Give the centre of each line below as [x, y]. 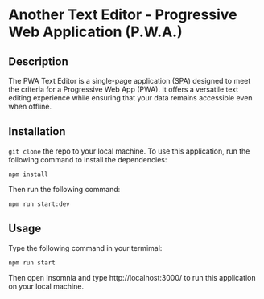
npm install [28, 174]
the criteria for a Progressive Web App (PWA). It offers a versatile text [124, 89]
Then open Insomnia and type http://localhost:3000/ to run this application [132, 277]
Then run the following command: [64, 189]
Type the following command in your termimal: [85, 248]
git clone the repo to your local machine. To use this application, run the [129, 151]
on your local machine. [46, 286]
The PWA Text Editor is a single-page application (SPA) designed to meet [130, 81]
